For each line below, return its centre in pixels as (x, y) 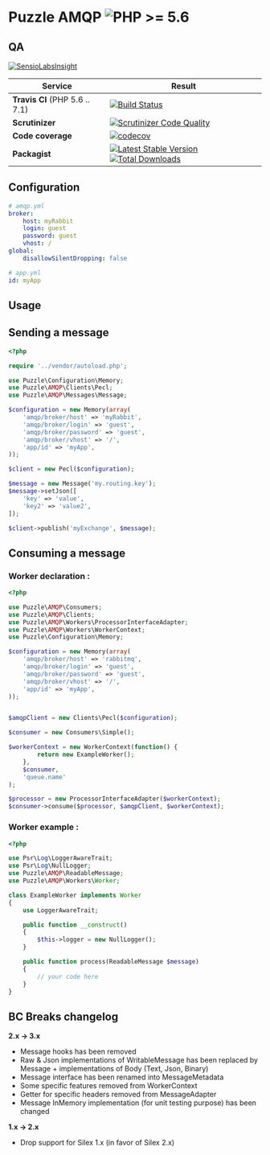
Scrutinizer (34, 123)
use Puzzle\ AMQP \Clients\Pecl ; (61, 388)
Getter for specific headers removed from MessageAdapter (118, 1095)
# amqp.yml (27, 206)
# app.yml (25, 273)
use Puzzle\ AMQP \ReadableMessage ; (66, 873)
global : (21, 251)
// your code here (68, 976)
